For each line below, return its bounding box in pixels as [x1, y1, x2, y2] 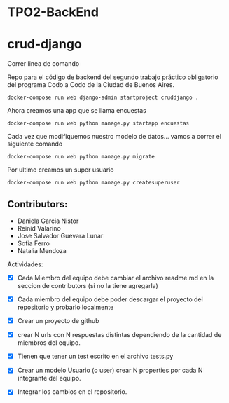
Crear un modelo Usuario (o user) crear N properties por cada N [17, 366, 203, 375]
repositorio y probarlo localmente [17, 303, 114, 312]
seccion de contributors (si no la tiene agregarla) [17, 282, 159, 289]
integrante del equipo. [17, 374, 82, 383]
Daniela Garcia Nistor [17, 217, 79, 225]
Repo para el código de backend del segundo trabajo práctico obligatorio [7, 73, 218, 81]
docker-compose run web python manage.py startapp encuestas [7, 120, 190, 127]
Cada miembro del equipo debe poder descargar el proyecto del [17, 295, 203, 303]
